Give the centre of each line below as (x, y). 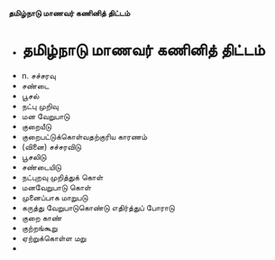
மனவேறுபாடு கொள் (56, 187)
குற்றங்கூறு (39, 227)
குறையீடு (36, 126)
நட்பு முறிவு (40, 106)
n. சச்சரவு (38, 75)
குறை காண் (41, 218)
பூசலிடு (34, 156)
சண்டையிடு (41, 167)
